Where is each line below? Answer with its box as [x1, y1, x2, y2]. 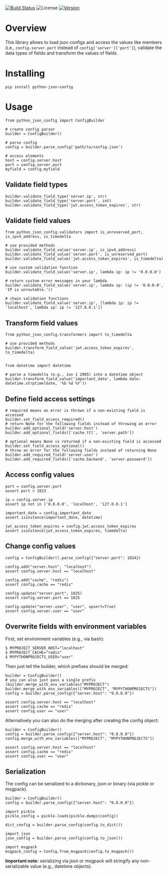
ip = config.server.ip [5, 497, 53, 502]
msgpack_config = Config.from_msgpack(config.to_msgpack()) [5, 849, 135, 854]
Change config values [5, 542, 76, 551]
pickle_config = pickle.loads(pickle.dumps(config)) [5, 814, 119, 819]
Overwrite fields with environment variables [5, 622, 147, 631]
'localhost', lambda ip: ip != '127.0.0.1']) [5, 305, 102, 310]
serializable [5, 863, 29, 869]
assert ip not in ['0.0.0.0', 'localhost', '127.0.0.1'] [5, 502, 128, 507]
